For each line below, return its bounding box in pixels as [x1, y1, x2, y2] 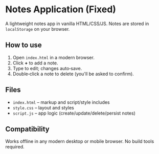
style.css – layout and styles [12, 104, 74, 111]
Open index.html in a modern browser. [12, 54, 95, 60]
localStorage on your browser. [5, 26, 70, 32]
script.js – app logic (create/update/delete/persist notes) [12, 110, 135, 116]
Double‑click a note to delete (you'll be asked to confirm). [12, 71, 134, 77]
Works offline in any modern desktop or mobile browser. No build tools [5, 138, 154, 144]
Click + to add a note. [12, 60, 58, 66]
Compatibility [5, 124, 50, 134]
